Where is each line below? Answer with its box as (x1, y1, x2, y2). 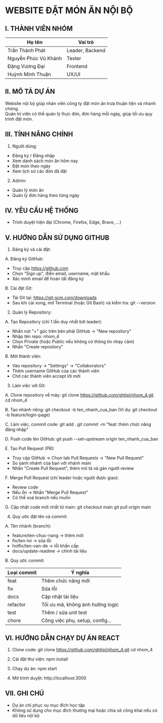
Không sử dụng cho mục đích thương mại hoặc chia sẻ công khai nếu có (12, 707, 158, 713)
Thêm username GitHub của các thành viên (12, 368, 100, 374)
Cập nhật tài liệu (41, 594, 79, 600)
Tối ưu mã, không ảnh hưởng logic (41, 601, 119, 608)
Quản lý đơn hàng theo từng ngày (12, 192, 79, 198)
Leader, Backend (66, 47, 106, 54)
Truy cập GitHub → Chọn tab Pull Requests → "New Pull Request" (12, 455, 145, 461)
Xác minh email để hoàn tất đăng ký (12, 276, 84, 282)
